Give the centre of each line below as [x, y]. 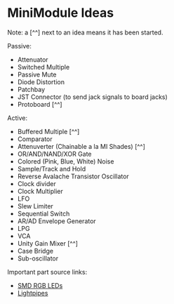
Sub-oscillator [38, 258]
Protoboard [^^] [40, 104]
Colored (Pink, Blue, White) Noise [66, 161]
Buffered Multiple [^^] [48, 131]
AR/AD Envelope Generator [56, 221]
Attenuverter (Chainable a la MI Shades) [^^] [81, 146]
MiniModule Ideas [61, 13]
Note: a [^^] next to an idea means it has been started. [85, 32]
